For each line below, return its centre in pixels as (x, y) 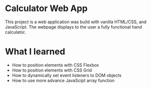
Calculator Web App (46, 8)
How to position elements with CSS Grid (52, 70)
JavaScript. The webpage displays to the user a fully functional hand (74, 27)
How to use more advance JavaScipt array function (63, 80)
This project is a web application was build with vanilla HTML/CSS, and (76, 22)
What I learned (35, 52)
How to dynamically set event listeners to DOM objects (67, 75)
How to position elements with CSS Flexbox (55, 65)
